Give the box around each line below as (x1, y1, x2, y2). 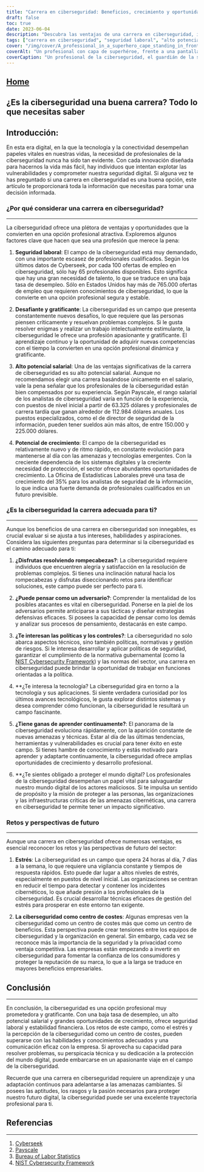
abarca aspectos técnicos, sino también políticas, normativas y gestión (15, 638, 193, 646)
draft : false (6, 15, 39, 21)
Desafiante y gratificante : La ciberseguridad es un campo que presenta (15, 305, 196, 313)
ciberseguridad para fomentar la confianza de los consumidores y (15, 952, 180, 959)
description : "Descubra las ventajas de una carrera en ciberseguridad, (6, 32, 194, 38)
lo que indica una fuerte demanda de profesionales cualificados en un (15, 484, 191, 492)
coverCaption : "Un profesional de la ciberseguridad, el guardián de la (6, 54, 194, 60)
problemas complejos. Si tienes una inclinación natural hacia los (15, 570, 175, 577)
